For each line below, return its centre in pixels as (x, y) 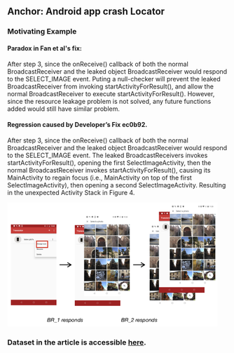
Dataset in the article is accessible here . (77, 342)
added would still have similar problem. (64, 109)
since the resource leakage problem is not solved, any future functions (109, 101)
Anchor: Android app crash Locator (86, 12)
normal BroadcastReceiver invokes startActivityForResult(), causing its (109, 170)
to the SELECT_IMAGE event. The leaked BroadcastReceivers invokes (108, 155)
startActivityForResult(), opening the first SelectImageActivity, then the (109, 162)
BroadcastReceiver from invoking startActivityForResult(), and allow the (110, 86)
